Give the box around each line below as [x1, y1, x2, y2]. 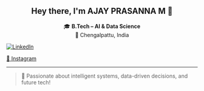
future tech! [21, 78, 51, 86]
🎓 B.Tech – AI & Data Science [63, 22, 141, 30]
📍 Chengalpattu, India [75, 31, 129, 38]
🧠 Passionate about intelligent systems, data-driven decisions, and [21, 72, 188, 79]
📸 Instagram [6, 55, 37, 62]
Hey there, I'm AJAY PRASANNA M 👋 [31, 6, 173, 16]
